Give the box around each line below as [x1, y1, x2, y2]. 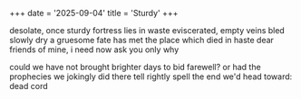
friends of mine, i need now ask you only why [9, 44, 180, 55]
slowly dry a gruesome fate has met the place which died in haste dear [9, 35, 275, 45]
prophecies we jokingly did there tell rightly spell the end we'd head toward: [9, 71, 293, 82]
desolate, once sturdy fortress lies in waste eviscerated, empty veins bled [9, 25, 286, 35]
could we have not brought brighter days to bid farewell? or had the [9, 62, 261, 72]
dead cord [9, 81, 48, 91]
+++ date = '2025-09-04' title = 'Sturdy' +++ [9, 8, 179, 18]
